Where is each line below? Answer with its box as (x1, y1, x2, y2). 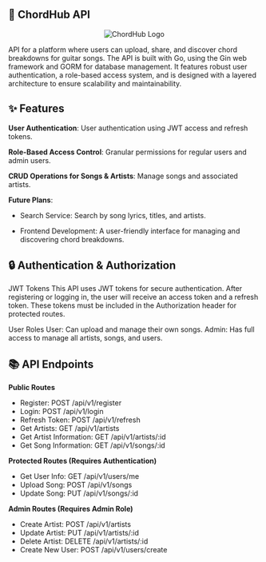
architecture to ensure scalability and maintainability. (8, 78, 182, 88)
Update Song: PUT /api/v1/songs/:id (19, 488, 138, 498)
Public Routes (8, 383, 56, 393)
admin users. (8, 155, 51, 165)
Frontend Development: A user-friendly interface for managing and (19, 225, 240, 236)
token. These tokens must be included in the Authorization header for (8, 301, 237, 310)
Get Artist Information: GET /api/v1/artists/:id (19, 432, 166, 442)
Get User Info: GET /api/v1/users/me (19, 472, 140, 481)
